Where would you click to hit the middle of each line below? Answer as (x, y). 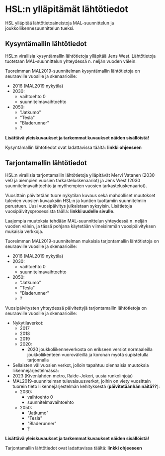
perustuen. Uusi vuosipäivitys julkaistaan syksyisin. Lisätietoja (69, 206)
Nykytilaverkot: (28, 323)
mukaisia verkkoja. (24, 231)
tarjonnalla (38, 360)
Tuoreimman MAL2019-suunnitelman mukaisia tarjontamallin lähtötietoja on (82, 241)
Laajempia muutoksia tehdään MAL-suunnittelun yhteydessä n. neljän (76, 221)
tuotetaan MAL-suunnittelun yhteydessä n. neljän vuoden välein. (71, 61)
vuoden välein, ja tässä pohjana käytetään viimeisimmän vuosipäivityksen (81, 226)
